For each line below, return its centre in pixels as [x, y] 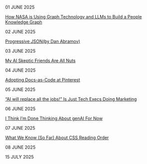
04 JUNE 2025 [20, 70]
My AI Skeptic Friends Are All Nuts [40, 61]
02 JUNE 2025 [20, 32]
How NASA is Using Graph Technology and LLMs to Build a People [73, 17]
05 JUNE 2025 [20, 89]
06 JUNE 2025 [20, 109]
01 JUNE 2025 [20, 7]
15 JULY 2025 [19, 157]
